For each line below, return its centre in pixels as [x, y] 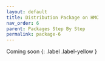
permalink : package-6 [34, 34]
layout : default [27, 12]
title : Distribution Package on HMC [52, 18]
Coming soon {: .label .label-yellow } [52, 51]
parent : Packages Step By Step [46, 29]
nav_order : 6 [23, 23]
